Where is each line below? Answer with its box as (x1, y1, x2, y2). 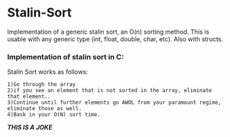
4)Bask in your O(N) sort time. (7, 112, 100, 118)
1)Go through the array (7, 81, 76, 88)
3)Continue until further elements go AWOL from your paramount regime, (7, 99, 222, 106)
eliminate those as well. (7, 105, 82, 112)
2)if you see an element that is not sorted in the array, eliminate (7, 87, 213, 94)
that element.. (7, 93, 51, 101)
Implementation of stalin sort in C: (7, 52, 125, 61)
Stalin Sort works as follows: (7, 67, 89, 76)
